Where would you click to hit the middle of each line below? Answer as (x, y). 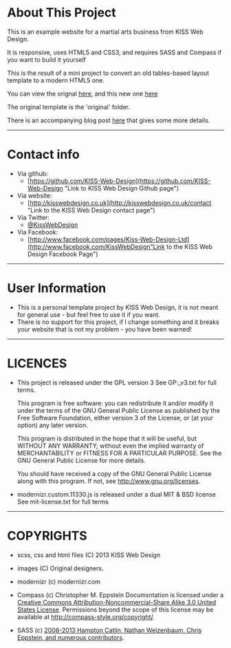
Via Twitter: (33, 217)
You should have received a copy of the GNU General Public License (114, 473)
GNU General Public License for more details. (81, 460)
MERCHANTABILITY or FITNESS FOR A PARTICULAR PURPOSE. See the (119, 453)
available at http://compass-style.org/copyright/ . (86, 616)
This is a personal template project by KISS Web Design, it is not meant (118, 307)
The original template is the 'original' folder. (69, 107)
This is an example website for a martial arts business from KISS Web (106, 32)
